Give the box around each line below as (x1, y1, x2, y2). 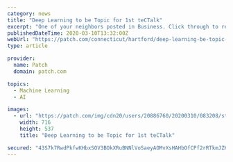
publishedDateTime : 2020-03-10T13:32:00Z (7, 29, 129, 37)
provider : (7, 55, 36, 63)
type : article (7, 42, 49, 49)
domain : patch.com (13, 67, 67, 75)
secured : (7, 144, 33, 152)
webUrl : (7, 36, 30, 43)
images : (7, 106, 30, 113)
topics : (7, 81, 30, 88)
